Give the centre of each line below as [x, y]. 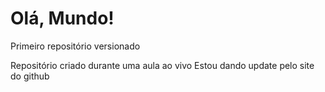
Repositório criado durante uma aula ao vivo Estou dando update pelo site [162, 65]
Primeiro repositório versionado [75, 46]
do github [30, 76]
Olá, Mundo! [62, 18]
